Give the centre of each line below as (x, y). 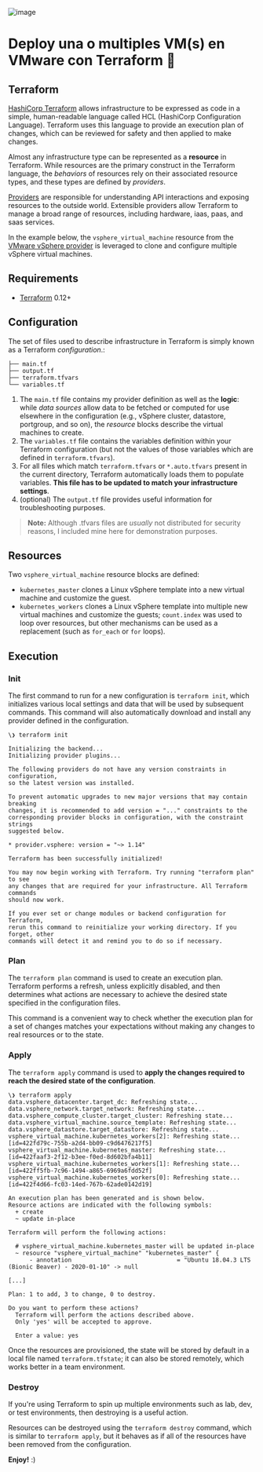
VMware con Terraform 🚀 (92, 61)
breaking (22, 804)
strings (21, 824)
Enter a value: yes (47, 1335)
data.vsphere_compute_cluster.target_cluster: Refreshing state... (121, 1116)
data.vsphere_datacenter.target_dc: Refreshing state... (103, 1102)
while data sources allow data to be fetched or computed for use (124, 407)
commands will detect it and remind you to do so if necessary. (115, 941)
